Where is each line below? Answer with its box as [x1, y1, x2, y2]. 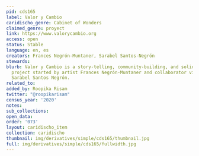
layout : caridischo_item [6, 125, 68, 130]
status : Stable [6, 42, 44, 48]
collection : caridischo [6, 130, 65, 136]
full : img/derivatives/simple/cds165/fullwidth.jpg [6, 141, 136, 147]
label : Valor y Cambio [6, 14, 62, 20]
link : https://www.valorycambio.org [6, 31, 97, 37]
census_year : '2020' [6, 97, 57, 103]
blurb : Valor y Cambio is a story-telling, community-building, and [6, 63, 179, 70]
